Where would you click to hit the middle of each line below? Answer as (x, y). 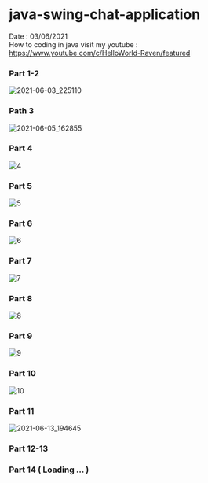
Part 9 (21, 336)
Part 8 (21, 298)
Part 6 (21, 223)
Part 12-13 (29, 448)
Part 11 (22, 411)
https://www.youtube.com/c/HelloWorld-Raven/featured (100, 53)
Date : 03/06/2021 (38, 36)
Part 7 (20, 261)
